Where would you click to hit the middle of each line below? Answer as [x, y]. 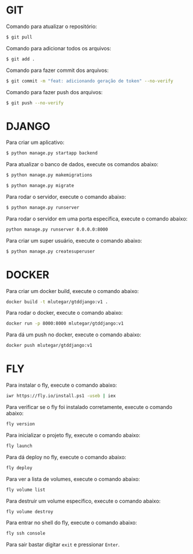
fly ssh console [26, 534]
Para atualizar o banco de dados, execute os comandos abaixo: [82, 164]
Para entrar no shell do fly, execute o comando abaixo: [71, 523]
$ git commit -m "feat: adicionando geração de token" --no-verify [90, 81]
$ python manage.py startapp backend [52, 153]
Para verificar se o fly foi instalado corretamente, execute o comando [89, 407]
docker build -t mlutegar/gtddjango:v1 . [57, 302]
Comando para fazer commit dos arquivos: [57, 70]
